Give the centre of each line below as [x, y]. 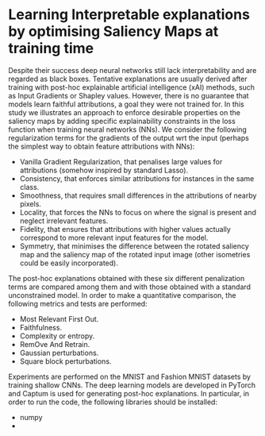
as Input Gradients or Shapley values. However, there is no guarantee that [129, 95]
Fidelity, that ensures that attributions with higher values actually [125, 229]
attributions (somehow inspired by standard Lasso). [104, 170]
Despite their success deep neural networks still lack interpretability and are [132, 70]
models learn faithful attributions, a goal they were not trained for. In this [126, 104]
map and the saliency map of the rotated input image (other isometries [135, 254]
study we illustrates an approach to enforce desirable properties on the [124, 112]
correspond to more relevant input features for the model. [114, 237]
